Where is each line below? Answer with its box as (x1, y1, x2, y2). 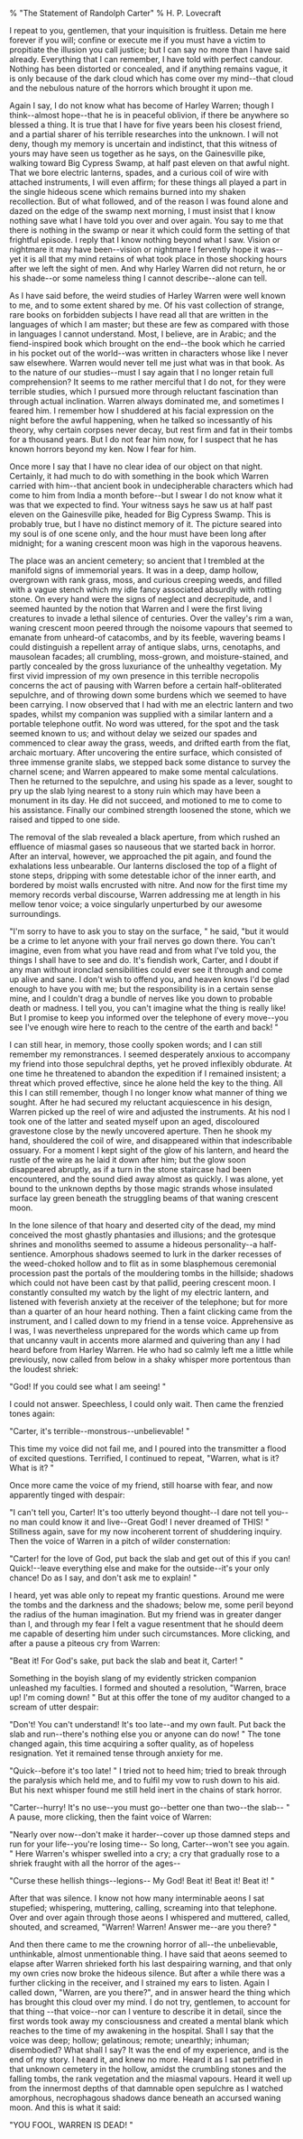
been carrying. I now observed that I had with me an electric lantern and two (9, 699, 294, 709)
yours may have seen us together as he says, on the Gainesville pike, (9, 148, 266, 159)
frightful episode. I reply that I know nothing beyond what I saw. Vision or (9, 235, 281, 245)
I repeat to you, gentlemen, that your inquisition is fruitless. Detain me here (9, 25, 287, 35)
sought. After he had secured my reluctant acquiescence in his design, (9, 1097, 272, 1107)
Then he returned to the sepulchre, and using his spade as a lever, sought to (9, 776, 293, 786)
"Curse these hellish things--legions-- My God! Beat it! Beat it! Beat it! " (9, 1875, 275, 1885)
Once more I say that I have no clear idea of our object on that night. (9, 461, 263, 472)
